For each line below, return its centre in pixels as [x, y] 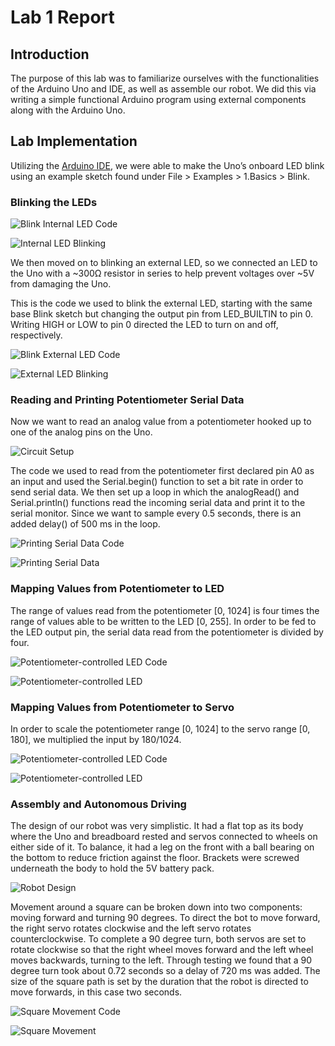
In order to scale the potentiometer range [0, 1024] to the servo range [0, [160, 729]
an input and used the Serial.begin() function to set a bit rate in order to [157, 482]
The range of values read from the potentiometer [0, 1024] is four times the [165, 610]
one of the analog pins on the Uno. [81, 432]
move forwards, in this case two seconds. [96, 992]
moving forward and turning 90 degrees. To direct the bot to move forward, [165, 918]
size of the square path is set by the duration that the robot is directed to [159, 982]
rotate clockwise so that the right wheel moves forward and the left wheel [162, 950]
